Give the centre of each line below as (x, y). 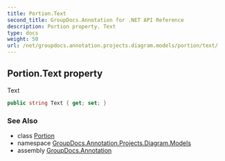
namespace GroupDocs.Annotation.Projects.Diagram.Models (104, 143)
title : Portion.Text (37, 13)
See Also (22, 120)
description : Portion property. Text (62, 26)
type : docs (23, 33)
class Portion (36, 135)
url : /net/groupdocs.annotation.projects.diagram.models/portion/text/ (112, 46)
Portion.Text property (55, 74)
